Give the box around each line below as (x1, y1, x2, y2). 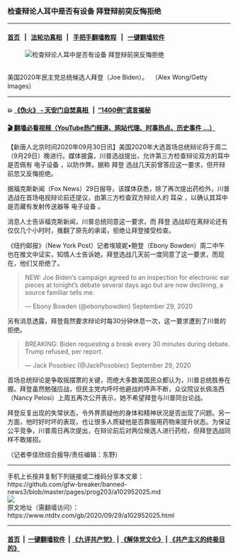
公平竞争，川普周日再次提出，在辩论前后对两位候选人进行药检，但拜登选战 (7, 426, 225, 435)
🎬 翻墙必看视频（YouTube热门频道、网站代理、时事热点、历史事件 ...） (7, 123, 216, 132)
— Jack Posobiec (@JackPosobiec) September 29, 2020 (24, 361, 191, 370)
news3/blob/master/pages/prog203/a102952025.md (7, 488, 161, 496)
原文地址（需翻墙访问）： (7, 503, 79, 512)
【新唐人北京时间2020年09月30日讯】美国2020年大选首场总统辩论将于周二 (7, 143, 228, 151)
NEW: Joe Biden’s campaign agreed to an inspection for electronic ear (24, 273, 230, 282)
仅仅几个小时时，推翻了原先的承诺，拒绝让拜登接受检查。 (7, 226, 175, 235)
